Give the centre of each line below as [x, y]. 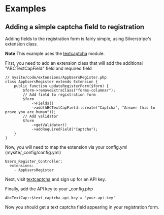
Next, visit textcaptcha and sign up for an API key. [56, 179]
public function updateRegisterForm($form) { [62, 86]
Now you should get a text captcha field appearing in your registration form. [82, 207]
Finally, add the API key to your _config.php [49, 189]
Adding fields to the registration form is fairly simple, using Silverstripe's [78, 39]
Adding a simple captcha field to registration [75, 27]
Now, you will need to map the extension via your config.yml [66, 147]
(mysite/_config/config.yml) [33, 152]
